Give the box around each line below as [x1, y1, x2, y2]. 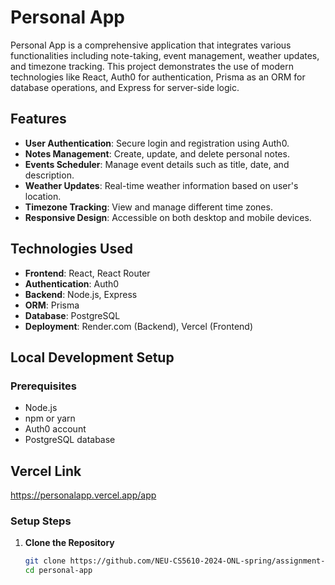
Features [10, 111, 67, 128]
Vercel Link [10, 462, 82, 480]
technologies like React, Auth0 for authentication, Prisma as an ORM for [10, 71, 306, 83]
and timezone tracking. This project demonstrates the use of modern [10, 60, 294, 72]
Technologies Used [10, 241, 133, 258]
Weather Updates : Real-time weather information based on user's [24, 179, 299, 191]
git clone [24, 556, 67, 566]
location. [24, 190, 62, 202]
